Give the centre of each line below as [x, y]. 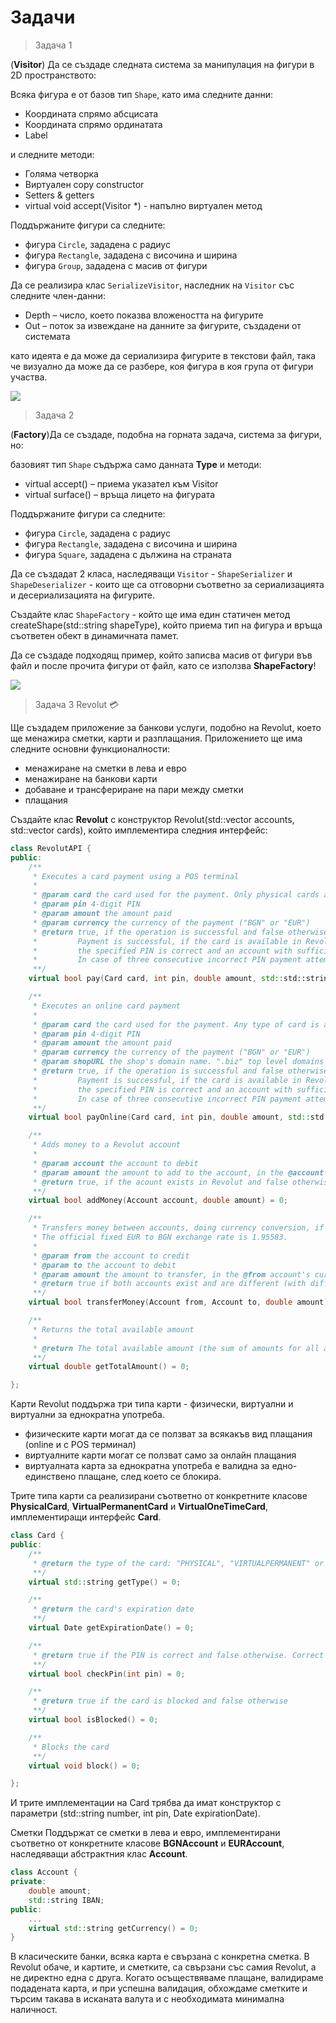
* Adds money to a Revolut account [107, 1145]
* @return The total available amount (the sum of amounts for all [176, 1348]
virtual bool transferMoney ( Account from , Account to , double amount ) [178, 1302]
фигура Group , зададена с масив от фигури [116, 265]
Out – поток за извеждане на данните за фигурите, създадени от [163, 325]
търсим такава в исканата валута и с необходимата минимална [147, 1999]
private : [28, 1882]
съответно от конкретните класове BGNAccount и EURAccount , [147, 1843]
